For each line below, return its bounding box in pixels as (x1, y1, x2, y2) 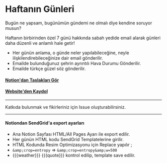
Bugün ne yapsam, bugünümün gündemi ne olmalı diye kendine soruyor (5, 20, 153, 26)
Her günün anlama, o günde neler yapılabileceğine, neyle (12, 50, 129, 56)
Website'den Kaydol (5, 88, 48, 94)
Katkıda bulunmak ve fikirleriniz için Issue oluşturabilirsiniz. (5, 104, 126, 110)
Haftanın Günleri (5, 3, 75, 15)
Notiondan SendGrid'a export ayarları (5, 120, 84, 126)
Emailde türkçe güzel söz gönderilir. (12, 66, 86, 72)
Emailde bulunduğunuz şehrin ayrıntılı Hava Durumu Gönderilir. (12, 60, 141, 66)
